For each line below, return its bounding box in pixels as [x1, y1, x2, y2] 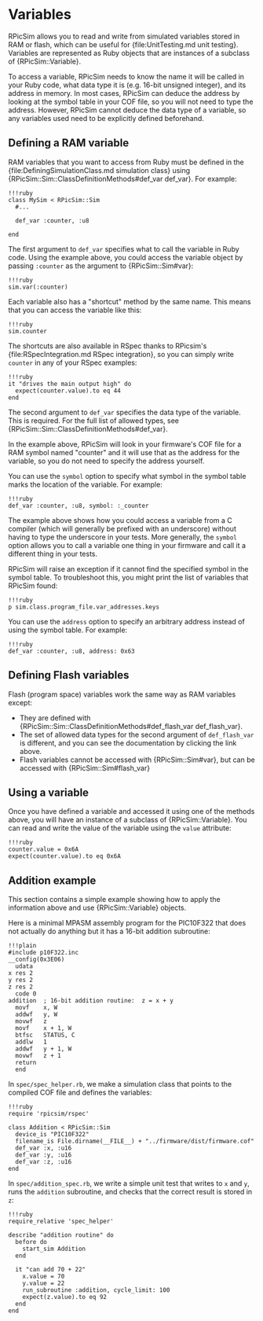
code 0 [15, 990, 37, 998]
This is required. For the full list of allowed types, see [8, 415, 179, 425]
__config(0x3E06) [8, 955, 65, 964]
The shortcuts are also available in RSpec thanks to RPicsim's [8, 340, 207, 351]
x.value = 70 [22, 1272, 65, 1281]
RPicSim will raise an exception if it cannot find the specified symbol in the [8, 564, 249, 573]
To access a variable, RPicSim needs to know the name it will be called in [8, 72, 245, 81]
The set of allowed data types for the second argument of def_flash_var [19, 730, 254, 739]
